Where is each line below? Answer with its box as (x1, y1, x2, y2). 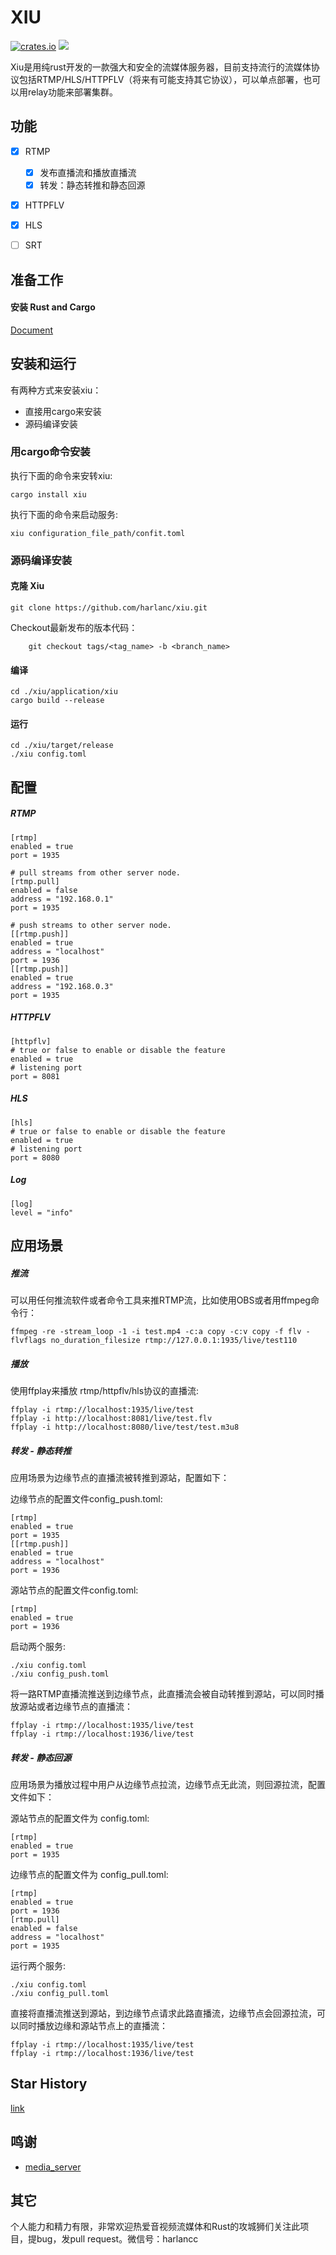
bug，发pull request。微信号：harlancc (36, 2233, 199, 2245)
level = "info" (10, 1207, 74, 1218)
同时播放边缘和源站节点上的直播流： (18, 2019, 168, 2031)
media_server (24, 2161, 82, 2173)
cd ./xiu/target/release (10, 741, 114, 751)
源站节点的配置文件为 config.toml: (10, 1812, 150, 1824)
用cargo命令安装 (10, 445, 91, 459)
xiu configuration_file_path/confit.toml (10, 528, 186, 538)
